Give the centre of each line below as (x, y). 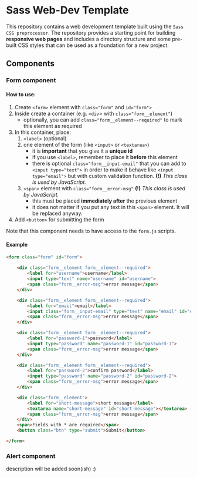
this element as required (52, 126)
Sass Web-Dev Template (67, 10)
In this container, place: (43, 132)
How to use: (21, 94)
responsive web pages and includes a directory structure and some (89, 39)
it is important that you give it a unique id (82, 151)
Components (30, 64)
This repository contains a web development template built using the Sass (95, 26)
